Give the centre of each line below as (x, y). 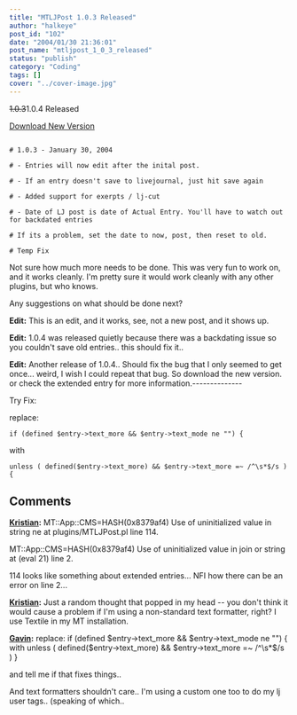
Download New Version (52, 126)
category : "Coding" (45, 67)
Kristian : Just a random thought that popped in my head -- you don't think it (148, 602)
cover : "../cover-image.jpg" (63, 83)
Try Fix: (23, 400)
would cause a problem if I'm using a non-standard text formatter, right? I (143, 612)
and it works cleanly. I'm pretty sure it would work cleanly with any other (141, 277)
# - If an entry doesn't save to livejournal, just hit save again (137, 181)
